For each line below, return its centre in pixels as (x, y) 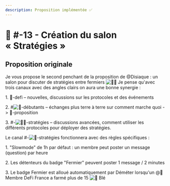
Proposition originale (39, 65)
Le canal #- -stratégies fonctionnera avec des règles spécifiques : (77, 137)
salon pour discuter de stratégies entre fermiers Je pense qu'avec (80, 82)
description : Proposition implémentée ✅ (49, 10)
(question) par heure (27, 153)
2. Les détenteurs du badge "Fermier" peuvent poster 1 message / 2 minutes (85, 162)
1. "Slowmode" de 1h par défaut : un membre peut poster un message (78, 147)
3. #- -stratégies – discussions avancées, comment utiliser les (75, 122)
